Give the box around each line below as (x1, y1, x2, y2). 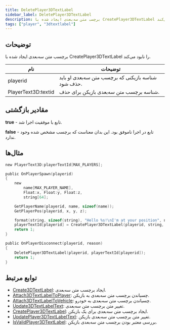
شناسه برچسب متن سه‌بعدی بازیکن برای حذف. (59, 89, 160, 96)
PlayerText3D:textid (8, 89, 55, 96)
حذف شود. (59, 80, 82, 87)
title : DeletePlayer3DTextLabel (5, 7, 73, 13)
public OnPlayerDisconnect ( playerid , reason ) (5, 241, 103, 246)
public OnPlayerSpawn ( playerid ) (5, 171, 73, 177)
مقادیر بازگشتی (5, 105, 48, 114)
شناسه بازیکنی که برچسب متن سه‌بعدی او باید (59, 74, 157, 81)
